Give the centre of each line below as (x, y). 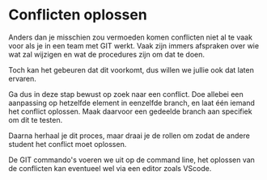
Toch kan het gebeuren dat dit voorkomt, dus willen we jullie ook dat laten (131, 69)
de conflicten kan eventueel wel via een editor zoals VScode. (110, 168)
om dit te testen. (36, 119)
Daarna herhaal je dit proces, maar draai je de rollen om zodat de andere (129, 136)
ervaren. (22, 78)
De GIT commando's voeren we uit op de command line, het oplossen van (131, 160)
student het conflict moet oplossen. (68, 144)
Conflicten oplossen (78, 15)
